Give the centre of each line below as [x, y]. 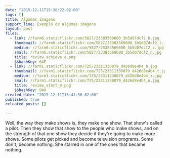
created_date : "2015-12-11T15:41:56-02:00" [52, 95]
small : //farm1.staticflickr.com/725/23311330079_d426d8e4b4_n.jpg [87, 81]
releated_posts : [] [26, 104]
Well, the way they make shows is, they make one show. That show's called [84, 123]
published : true [22, 99]
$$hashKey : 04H [30, 90]
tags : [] [14, 15]
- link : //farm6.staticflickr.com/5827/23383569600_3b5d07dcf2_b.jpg [84, 38]
